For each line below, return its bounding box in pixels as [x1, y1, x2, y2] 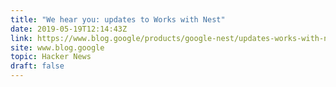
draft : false [10, 61, 65, 71]
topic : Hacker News [10, 52, 92, 62]
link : [10, 33, 33, 43]
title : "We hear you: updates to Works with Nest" [10, 14, 226, 25]
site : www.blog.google [10, 42, 105, 53]
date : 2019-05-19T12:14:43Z [10, 24, 128, 34]
